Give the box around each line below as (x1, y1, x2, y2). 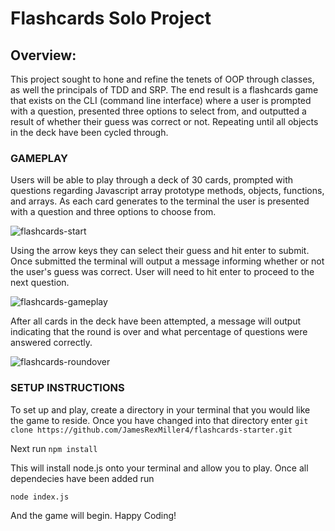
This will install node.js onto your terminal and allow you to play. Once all (10, 462, 309, 474)
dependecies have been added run (10, 472, 155, 484)
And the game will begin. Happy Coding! (10, 509, 177, 521)
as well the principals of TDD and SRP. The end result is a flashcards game (10, 84, 319, 96)
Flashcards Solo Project (10, 7, 212, 30)
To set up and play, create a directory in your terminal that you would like (10, 403, 311, 416)
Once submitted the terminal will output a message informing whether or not (10, 255, 325, 267)
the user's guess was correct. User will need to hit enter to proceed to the (10, 266, 315, 278)
